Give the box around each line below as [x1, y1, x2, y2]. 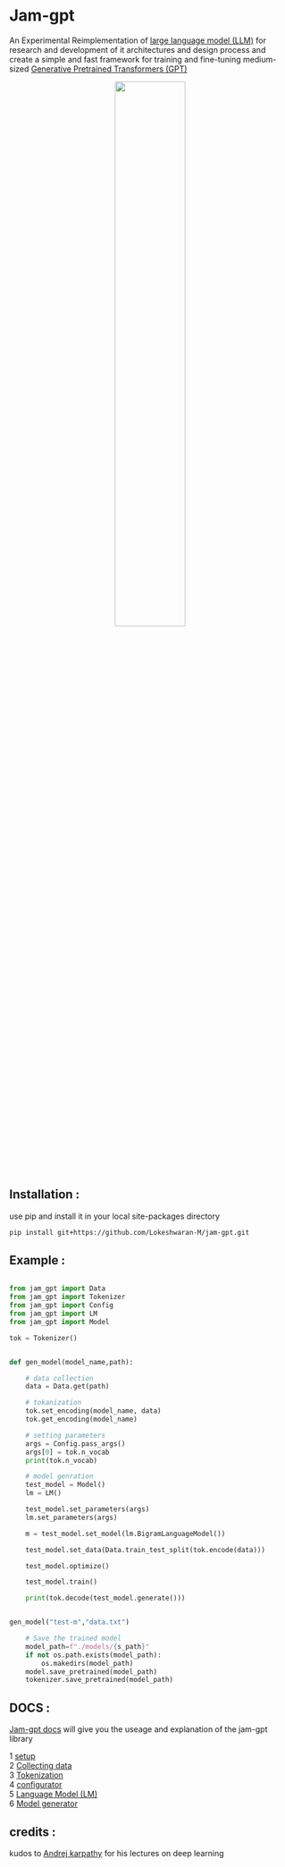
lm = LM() [25, 1489, 63, 1498]
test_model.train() [25, 1577, 98, 1587]
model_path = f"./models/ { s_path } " [25, 1642, 150, 1651]
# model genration [25, 1472, 94, 1481]
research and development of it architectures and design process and [9, 44, 266, 55]
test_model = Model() [25, 1481, 105, 1490]
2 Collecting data [9, 1761, 72, 1771]
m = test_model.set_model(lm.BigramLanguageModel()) [25, 1529, 226, 1538]
